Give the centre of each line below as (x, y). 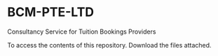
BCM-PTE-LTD (51, 12)
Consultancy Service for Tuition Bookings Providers (82, 31)
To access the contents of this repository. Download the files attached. (109, 45)
